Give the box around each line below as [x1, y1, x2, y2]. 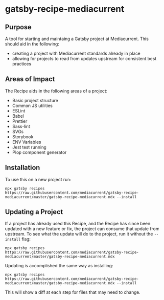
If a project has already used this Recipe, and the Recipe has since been [5, 221, 151, 227]
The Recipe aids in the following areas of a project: [5, 88, 108, 94]
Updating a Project [5, 208, 63, 216]
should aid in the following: [5, 41, 60, 47]
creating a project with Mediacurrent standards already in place [12, 50, 141, 56]
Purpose [5, 23, 32, 31]
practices [12, 61, 32, 66]
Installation [5, 164, 40, 172]
